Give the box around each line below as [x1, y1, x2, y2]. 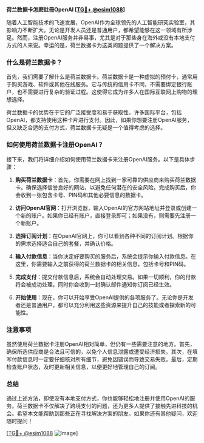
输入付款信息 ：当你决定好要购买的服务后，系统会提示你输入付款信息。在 [15, 252, 196, 260]
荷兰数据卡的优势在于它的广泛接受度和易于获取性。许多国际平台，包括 [6, 109, 182, 116]
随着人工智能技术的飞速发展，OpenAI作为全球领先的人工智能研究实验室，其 [6, 19, 195, 26]
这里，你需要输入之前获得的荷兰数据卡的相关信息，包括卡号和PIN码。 [15, 260, 189, 268]
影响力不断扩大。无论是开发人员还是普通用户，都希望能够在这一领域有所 [6, 27, 187, 33]
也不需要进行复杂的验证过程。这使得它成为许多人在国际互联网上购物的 [16, 88, 192, 96]
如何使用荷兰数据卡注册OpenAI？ [6, 141, 104, 149]
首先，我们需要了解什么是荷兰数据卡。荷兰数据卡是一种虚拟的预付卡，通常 [6, 73, 192, 81]
